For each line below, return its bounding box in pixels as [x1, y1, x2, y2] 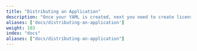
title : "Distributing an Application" [6, 8, 101, 15]
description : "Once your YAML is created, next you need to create [6, 14, 175, 20]
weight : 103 [6, 25, 35, 31]
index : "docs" [6, 30, 41, 36]
